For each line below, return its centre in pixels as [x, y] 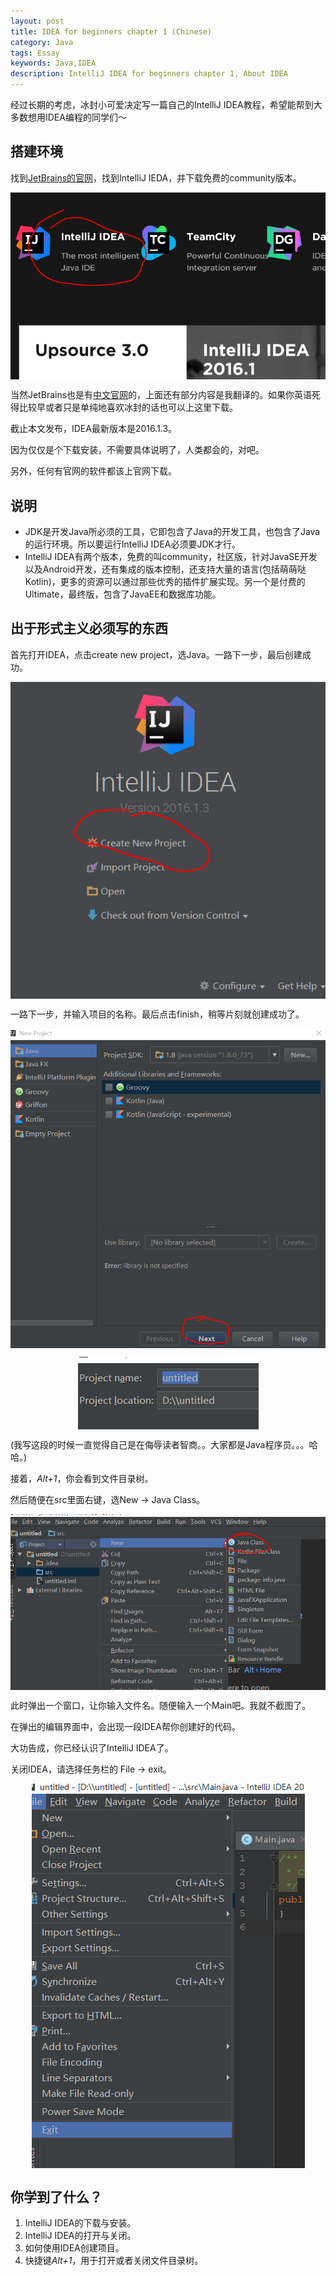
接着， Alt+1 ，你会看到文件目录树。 [82, 1478]
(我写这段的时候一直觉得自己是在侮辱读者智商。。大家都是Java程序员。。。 [160, 1444]
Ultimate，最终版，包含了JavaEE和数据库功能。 [123, 594]
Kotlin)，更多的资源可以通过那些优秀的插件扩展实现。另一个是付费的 [165, 582]
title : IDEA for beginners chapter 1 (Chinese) [111, 31]
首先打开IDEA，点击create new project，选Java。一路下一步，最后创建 [156, 654]
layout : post [37, 21]
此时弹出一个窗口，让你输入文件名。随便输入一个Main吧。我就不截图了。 [161, 1706]
